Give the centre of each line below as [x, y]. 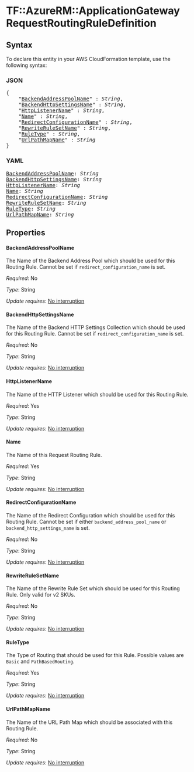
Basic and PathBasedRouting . [40, 662]
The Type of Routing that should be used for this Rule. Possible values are [95, 655]
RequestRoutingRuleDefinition [81, 23]
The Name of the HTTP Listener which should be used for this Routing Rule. [97, 394]
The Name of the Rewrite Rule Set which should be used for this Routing [93, 588]
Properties [26, 233]
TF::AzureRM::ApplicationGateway [93, 11]
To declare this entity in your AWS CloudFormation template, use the [88, 59]
